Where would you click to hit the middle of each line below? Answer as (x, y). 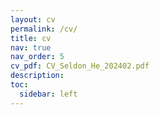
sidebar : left (48, 94)
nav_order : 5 (37, 57)
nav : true (31, 47)
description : (37, 76)
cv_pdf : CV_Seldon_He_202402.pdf (80, 66)
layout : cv (33, 19)
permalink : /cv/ (44, 29)
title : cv (31, 38)
